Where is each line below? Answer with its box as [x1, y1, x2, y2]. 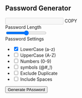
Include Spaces [20, 76, 53, 82]
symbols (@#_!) [20, 64, 53, 70]
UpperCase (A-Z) [20, 52, 56, 58]
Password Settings [5, 35, 44, 42]
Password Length [5, 24, 42, 30]
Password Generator [5, 4, 71, 13]
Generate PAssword [8, 87, 45, 92]
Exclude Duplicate [20, 70, 58, 76]
